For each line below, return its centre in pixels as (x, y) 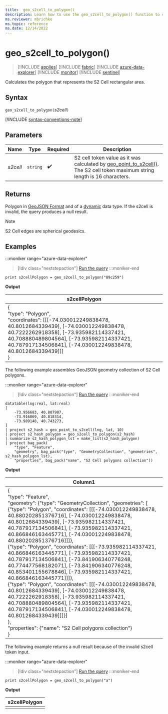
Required (58, 149)
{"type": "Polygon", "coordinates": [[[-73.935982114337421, (82, 547)
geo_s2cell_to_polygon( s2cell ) (37, 109)
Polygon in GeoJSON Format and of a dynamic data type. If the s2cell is (79, 206)
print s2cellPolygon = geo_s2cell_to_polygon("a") (59, 680)
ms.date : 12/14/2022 (27, 28)
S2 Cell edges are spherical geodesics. (45, 231)
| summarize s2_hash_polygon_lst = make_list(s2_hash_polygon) (72, 439)
